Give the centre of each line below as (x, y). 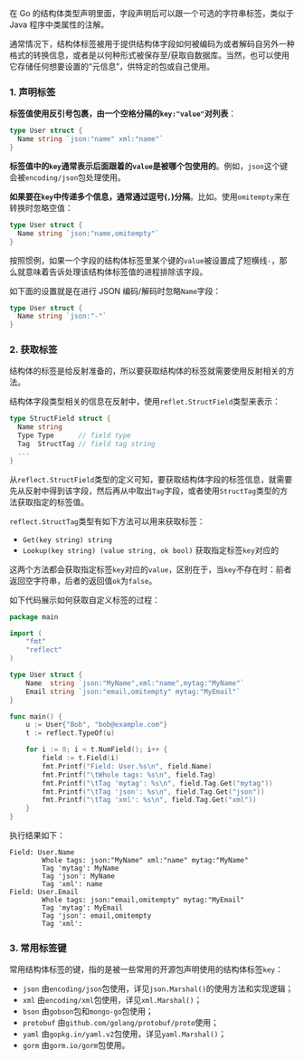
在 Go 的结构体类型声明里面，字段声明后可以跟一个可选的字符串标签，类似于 (152, 13)
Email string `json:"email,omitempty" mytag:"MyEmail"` (133, 692)
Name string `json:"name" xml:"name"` (91, 139)
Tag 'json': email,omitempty (97, 916)
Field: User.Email (44, 892)
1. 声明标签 (33, 91)
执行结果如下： (37, 835)
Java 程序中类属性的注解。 (59, 24)
